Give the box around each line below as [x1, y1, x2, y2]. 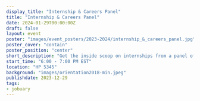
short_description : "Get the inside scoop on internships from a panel [6, 53, 187, 59]
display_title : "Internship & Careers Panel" [6, 8, 121, 15]
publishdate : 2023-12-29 [6, 75, 68, 81]
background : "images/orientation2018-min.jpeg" [6, 70, 127, 75]
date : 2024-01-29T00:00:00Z [6, 20, 76, 26]
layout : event [6, 31, 42, 37]
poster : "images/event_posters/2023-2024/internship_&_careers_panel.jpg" [6, 36, 196, 42]
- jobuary [6, 86, 31, 92]
